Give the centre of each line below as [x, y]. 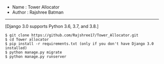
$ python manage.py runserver [36, 57]
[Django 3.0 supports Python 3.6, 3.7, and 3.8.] [52, 26]
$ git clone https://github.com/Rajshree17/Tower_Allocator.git [72, 35]
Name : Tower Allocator [36, 7]
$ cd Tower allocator [27, 40]
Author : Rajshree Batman [38, 12]
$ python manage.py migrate [34, 52]
